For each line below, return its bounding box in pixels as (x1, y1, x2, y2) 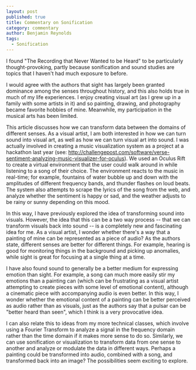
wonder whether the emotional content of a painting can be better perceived (6, 296, 191, 303)
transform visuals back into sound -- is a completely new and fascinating (6, 222, 182, 229)
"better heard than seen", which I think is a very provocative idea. (6, 308, 164, 315)
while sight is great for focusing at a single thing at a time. (6, 253, 146, 260)
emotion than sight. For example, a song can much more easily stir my (6, 271, 176, 278)
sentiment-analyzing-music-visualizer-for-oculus (6, 155, 125, 162)
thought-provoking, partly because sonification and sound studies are (6, 63, 175, 70)
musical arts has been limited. (6, 112, 78, 119)
